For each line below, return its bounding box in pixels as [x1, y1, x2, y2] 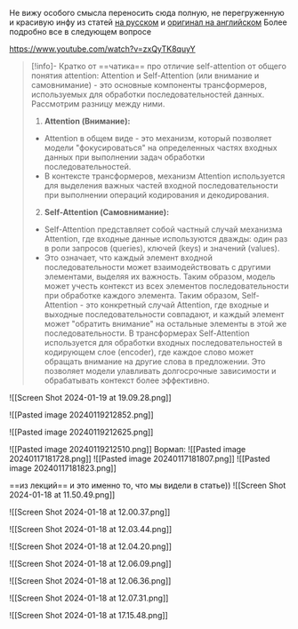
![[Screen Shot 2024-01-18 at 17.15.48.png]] [9, 610, 169, 620]
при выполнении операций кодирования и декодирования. [44, 190, 270, 200]
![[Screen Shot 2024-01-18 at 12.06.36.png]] [9, 576, 172, 585]
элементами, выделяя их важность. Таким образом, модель [44, 271, 276, 282]
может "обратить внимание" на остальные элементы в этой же [44, 319, 287, 329]
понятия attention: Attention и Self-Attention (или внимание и [30, 70, 260, 81]
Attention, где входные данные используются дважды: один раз [44, 234, 288, 243]
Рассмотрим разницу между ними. [30, 99, 165, 109]
